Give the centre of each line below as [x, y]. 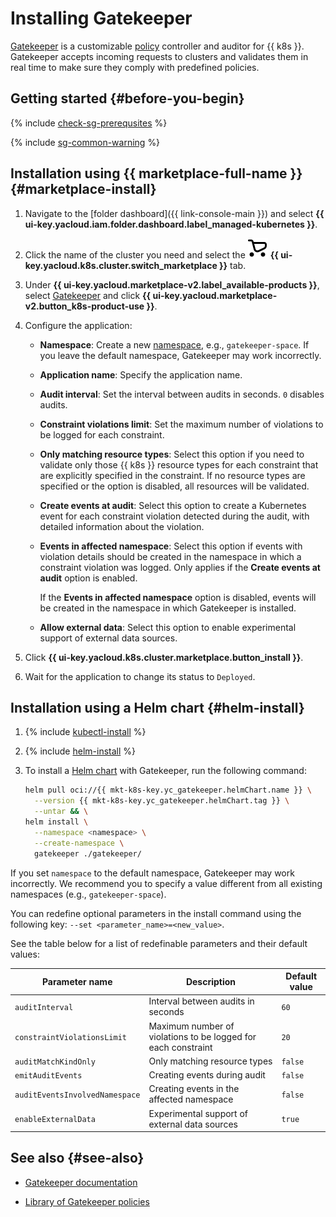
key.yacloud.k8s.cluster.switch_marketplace [121, 265]
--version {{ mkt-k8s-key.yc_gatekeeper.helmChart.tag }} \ [162, 801]
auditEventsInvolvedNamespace [77, 1095]
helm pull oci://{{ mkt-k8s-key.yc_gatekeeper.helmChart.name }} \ [168, 790]
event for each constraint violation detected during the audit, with [174, 516]
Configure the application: [78, 325]
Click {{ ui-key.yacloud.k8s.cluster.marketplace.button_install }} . [164, 657]
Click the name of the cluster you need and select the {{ [151, 254]
